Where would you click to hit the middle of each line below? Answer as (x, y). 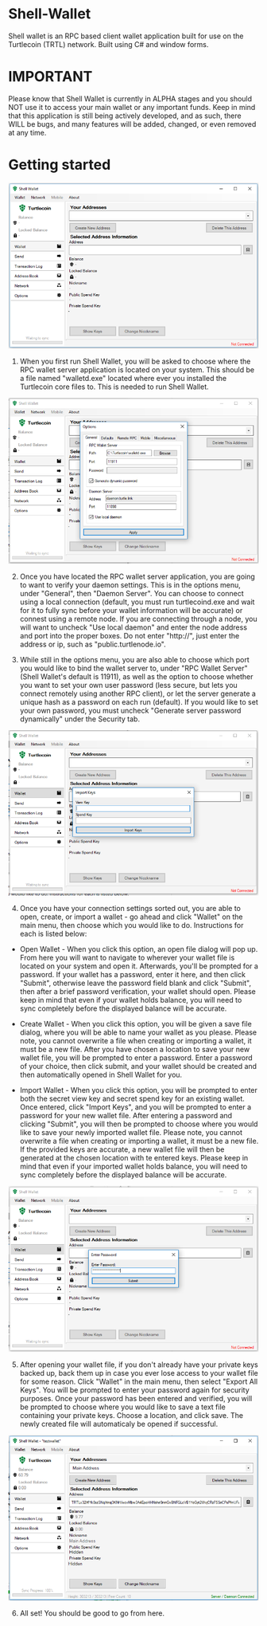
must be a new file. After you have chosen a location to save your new (135, 1050)
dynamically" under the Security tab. (80, 719)
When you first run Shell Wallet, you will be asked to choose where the (135, 361)
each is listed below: (53, 934)
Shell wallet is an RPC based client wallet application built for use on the (126, 36)
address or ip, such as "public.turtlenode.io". (93, 644)
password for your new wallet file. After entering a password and (126, 1116)
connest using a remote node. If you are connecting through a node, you (138, 619)
